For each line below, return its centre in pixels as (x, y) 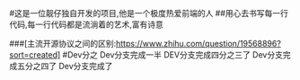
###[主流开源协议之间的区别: (63, 44)
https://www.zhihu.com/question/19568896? (198, 44)
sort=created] (35, 55)
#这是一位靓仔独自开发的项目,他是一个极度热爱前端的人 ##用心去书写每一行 (149, 13)
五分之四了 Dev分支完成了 (65, 66)
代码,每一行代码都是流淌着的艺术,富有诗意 (87, 24)
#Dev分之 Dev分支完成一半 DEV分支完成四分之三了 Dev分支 (172, 55)
